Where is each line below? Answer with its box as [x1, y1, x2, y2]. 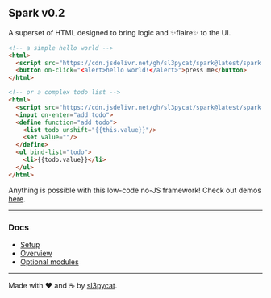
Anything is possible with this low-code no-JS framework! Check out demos [8, 185, 262, 195]
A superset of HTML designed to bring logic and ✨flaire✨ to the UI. [8, 27, 231, 37]
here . [8, 193, 26, 204]
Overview [19, 248, 52, 258]
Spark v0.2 [8, 6, 65, 20]
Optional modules [19, 257, 79, 267]
